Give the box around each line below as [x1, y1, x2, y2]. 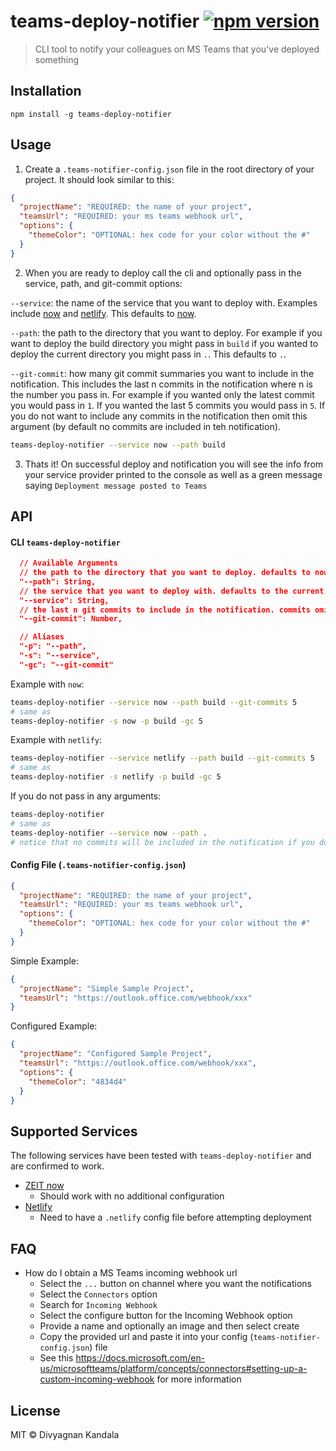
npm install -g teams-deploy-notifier [10, 109, 172, 119]
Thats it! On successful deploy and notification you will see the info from [24, 458, 324, 470]
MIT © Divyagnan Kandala [10, 1428, 120, 1440]
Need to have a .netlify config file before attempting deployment [39, 1211, 312, 1224]
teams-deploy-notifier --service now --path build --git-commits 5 [10, 697, 298, 707]
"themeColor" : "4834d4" [28, 1076, 128, 1087]
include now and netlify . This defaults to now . [10, 307, 197, 319]
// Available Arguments [19, 558, 118, 569]
